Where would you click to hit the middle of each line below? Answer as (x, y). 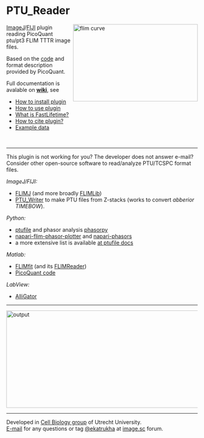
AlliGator (26, 296)
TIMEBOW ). (30, 206)
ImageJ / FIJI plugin (29, 27)
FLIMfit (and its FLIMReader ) (51, 266)
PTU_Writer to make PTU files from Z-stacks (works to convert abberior (104, 200)
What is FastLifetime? (42, 114)
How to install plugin (41, 102)
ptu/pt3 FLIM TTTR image (39, 40)
